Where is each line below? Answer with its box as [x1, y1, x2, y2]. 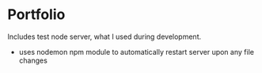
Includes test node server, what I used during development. [7, 32, 202, 41]
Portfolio [7, 6, 66, 24]
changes [18, 56, 48, 65]
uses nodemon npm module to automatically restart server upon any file [18, 47, 255, 56]
